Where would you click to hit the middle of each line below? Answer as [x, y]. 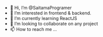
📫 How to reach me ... [33, 29]
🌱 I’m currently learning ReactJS [43, 18]
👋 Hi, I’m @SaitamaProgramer [41, 8]
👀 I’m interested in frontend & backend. [51, 13]
